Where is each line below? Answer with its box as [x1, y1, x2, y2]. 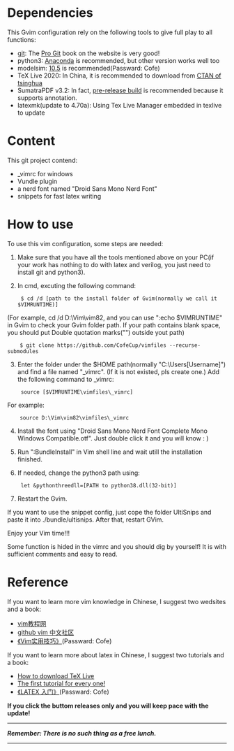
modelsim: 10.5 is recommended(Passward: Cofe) [17, 64, 160, 72]
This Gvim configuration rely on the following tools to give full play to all [7, 28, 212, 36]
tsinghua [17, 78, 43, 87]
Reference [7, 575, 68, 590]
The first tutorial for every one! [17, 679, 106, 687]
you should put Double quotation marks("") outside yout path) [7, 328, 185, 336]
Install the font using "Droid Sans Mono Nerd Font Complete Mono [17, 427, 208, 435]
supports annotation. [17, 93, 78, 102]
